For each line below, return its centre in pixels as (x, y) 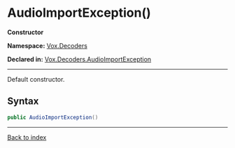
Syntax (23, 102)
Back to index (27, 137)
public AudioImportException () (53, 117)
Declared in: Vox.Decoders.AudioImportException (79, 59)
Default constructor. (36, 79)
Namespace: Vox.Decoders (47, 45)
